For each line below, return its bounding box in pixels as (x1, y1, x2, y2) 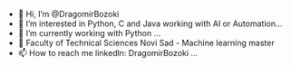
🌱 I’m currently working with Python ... (17, 28, 161, 38)
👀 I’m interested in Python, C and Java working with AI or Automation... (17, 18, 283, 29)
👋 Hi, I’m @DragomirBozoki (17, 9, 120, 19)
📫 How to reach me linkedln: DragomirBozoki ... (17, 48, 198, 58)
